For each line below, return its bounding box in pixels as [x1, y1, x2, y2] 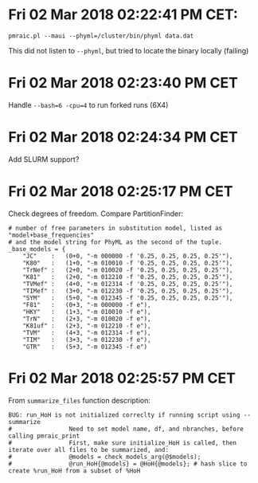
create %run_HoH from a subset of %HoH [8, 466, 141, 475]
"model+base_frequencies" [8, 231, 94, 239]
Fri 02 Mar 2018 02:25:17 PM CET [8, 183, 233, 200]
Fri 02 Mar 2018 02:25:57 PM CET [8, 369, 236, 387]
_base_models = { [8, 245, 66, 253]
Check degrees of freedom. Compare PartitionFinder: [8, 209, 184, 218]
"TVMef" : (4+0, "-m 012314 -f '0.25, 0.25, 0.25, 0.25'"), [22, 280, 233, 288]
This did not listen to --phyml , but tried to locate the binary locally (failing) [8, 45, 249, 55]
